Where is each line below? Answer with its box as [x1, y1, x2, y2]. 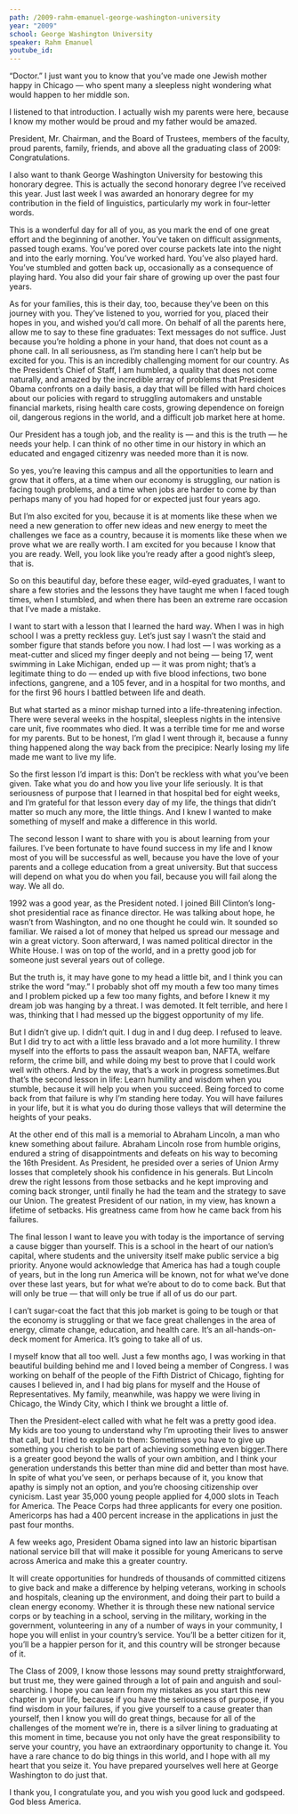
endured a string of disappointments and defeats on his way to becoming [9, 1149, 278, 1159]
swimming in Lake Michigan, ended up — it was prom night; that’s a [9, 659, 256, 670]
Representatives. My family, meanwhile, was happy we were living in [9, 1389, 261, 1399]
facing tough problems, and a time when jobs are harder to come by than [9, 484, 277, 495]
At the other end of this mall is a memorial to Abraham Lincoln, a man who [9, 1129, 280, 1140]
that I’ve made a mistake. [9, 604, 101, 615]
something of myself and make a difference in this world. [9, 816, 218, 827]
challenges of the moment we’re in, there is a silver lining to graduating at [9, 1722, 278, 1733]
